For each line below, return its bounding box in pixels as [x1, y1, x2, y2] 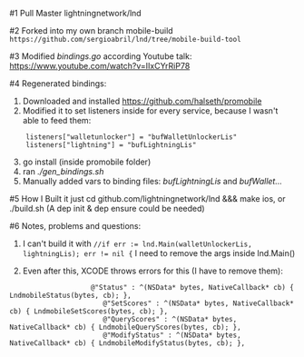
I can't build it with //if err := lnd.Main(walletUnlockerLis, [22, 238, 252, 249]
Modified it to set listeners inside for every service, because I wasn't [22, 105, 279, 116]
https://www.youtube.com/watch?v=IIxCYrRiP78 [9, 61, 191, 71]
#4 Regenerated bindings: [9, 78, 107, 89]
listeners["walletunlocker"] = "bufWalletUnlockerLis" [25, 133, 238, 142]
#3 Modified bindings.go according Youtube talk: [9, 51, 192, 62]
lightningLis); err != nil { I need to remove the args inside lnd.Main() [22, 248, 296, 258]
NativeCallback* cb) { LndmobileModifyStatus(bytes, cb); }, [9, 339, 246, 348]
